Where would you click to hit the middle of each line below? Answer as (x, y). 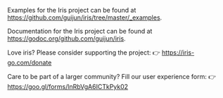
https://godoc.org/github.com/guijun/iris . (66, 38)
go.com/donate (30, 63)
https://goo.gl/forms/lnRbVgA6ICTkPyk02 (68, 86)
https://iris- (178, 52)
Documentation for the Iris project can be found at (80, 31)
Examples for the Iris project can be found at (72, 10)
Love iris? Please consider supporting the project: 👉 (84, 52)
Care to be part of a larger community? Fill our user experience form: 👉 (112, 77)
